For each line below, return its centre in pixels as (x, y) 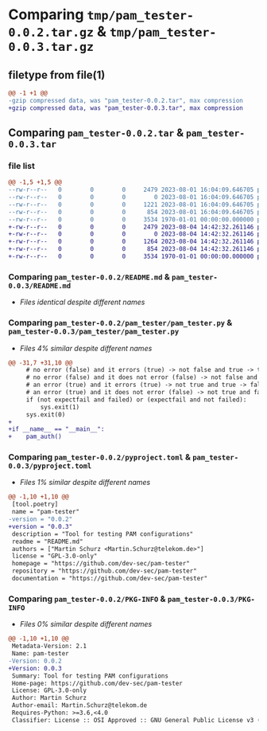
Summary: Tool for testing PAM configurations (90, 676)
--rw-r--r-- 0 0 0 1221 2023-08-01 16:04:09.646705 (131, 205)
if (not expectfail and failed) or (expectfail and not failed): (136, 400)
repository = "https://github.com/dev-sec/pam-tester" (104, 571)
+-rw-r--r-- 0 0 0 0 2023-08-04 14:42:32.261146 (131, 234)
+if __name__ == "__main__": (56, 429)
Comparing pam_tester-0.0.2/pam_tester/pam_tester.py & (120, 322)
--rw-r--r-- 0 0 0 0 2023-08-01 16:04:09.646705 (131, 197)
